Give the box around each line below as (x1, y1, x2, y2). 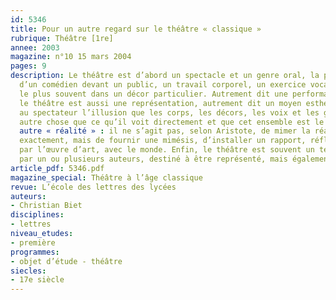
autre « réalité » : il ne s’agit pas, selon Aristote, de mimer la (19, 126, 311, 136)
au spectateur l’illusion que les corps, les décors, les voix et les (19, 107, 320, 118)
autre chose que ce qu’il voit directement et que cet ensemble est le (19, 117, 325, 127)
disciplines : (10, 210, 65, 220)
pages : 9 (10, 61, 47, 71)
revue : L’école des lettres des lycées (10, 182, 177, 192)
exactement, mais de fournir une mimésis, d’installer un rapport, (19, 136, 307, 146)
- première (10, 237, 56, 248)
